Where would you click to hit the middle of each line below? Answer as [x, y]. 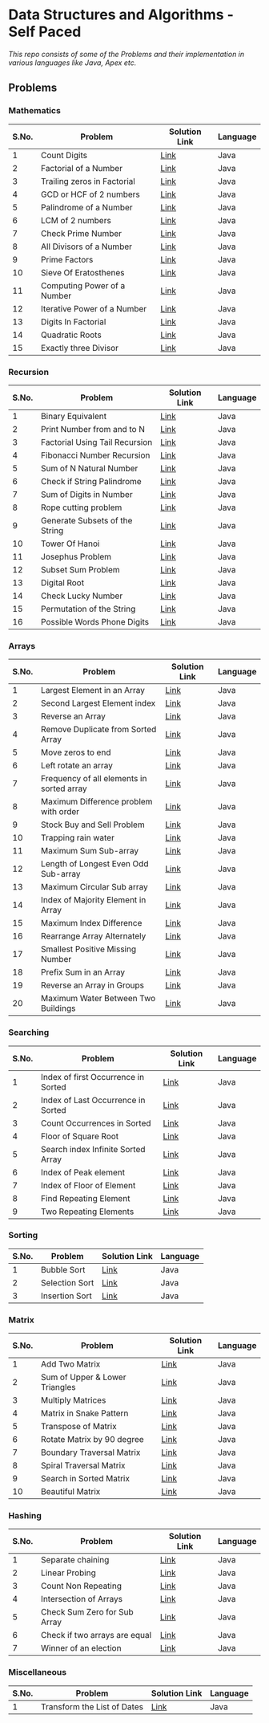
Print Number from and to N [93, 429]
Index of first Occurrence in [93, 1077]
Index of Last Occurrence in [93, 1100]
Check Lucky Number [82, 596]
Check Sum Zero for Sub [87, 1612]
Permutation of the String [88, 609]
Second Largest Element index [98, 703]
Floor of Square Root [80, 1136]
